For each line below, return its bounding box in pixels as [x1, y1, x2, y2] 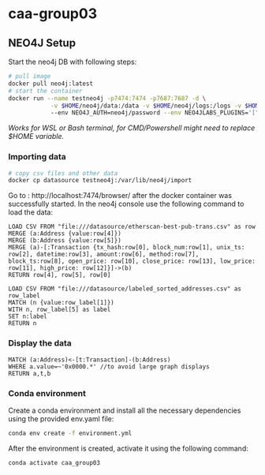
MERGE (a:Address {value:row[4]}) [8, 230, 122, 237]
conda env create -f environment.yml [8, 429, 132, 437]
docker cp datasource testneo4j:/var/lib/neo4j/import [8, 177, 192, 185]
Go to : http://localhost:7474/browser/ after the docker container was [8, 191, 233, 200]
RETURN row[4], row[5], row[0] [8, 271, 111, 279]
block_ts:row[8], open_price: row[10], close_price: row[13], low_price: [8, 257, 256, 265]
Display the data [8, 338, 73, 349]
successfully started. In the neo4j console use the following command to [8, 199, 244, 209]
